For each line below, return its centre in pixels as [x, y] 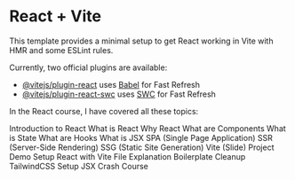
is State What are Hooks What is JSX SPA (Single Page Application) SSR [141, 137]
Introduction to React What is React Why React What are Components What [147, 128]
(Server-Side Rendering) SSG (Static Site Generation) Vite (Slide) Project [142, 147]
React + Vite [56, 16]
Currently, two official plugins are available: [88, 67]
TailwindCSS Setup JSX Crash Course [79, 166]
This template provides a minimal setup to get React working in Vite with [141, 41]
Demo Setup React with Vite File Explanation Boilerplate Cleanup [128, 156]
